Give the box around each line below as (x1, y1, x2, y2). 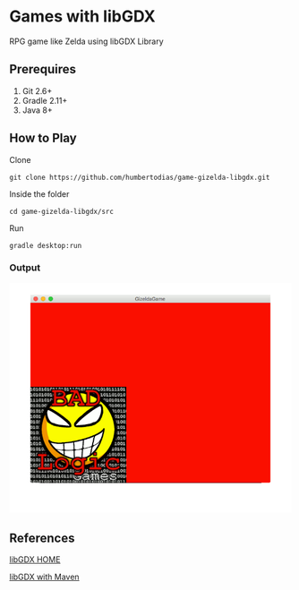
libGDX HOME (9, 554, 61, 565)
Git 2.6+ (21, 85, 53, 96)
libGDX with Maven (9, 571, 80, 583)
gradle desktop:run (9, 241, 82, 250)
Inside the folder (9, 188, 70, 199)
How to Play (9, 131, 78, 146)
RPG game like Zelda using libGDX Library (9, 36, 164, 47)
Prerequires (9, 62, 77, 77)
